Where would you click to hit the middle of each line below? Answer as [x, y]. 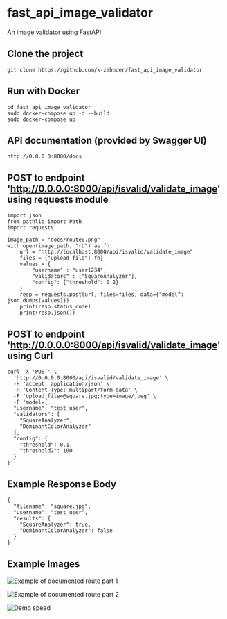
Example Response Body [62, 484]
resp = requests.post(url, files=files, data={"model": [102, 295]
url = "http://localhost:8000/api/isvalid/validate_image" [107, 252]
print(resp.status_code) [55, 307]
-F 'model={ [31, 402]
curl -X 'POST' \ [32, 372]
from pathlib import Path [44, 222]
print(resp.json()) [48, 313]
